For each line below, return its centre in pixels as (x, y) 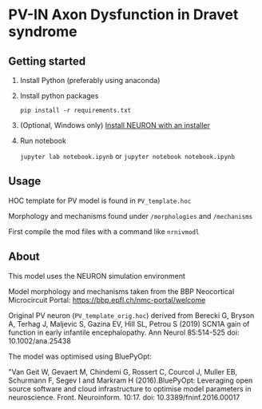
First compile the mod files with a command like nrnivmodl (104, 231)
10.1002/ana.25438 (40, 340)
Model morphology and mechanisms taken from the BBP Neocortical (121, 291)
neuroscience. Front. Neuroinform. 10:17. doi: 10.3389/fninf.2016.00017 (124, 397)
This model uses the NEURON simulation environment (97, 276)
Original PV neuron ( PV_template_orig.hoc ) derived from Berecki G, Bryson (131, 315)
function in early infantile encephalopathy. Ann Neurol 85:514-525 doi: (124, 332)
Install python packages (59, 96)
